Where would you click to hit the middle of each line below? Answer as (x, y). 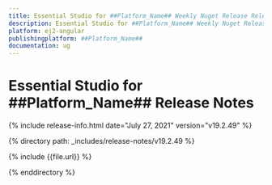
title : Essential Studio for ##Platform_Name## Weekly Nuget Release (128, 16)
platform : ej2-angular (47, 31)
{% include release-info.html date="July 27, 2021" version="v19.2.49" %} (130, 125)
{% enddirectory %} (42, 172)
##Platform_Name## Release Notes (131, 103)
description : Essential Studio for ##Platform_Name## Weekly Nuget (125, 23)
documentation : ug (39, 46)
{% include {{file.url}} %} (50, 157)
